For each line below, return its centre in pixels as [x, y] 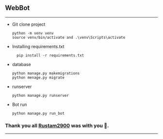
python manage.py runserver [40, 95]
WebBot [17, 8]
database [21, 64]
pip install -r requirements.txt [50, 55]
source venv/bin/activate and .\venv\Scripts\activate [69, 37]
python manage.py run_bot [38, 113]
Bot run [19, 104]
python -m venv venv [33, 33]
